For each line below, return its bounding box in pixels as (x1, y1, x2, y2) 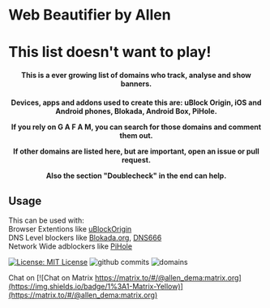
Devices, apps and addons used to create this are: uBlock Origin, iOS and (11, 98, 262, 107)
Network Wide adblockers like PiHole (8, 241, 132, 251)
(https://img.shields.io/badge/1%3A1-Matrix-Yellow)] (8, 282, 184, 292)
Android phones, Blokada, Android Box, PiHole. (55, 106, 217, 115)
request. (121, 154, 152, 164)
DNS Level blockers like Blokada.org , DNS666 (8, 233, 162, 243)
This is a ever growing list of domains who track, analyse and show (21, 70, 251, 80)
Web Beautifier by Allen (8, 6, 172, 24)
